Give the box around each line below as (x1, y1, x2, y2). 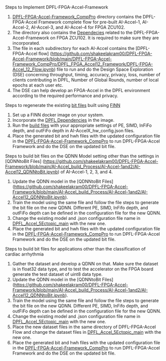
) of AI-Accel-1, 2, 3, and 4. (57, 169, 113, 175)
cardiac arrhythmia (5, 251, 44, 257)
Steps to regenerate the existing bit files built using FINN (5, 103, 120, 108)
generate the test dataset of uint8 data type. (12, 271, 103, 277)
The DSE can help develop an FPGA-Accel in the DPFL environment (12, 88, 150, 93)
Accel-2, (12, 24, 30, 30)
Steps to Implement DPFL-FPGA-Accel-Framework (5, 4, 109, 10)
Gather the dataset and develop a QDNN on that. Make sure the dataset (12, 261, 159, 266)
